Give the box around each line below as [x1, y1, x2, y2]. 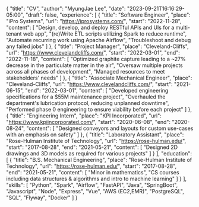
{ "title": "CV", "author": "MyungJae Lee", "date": [6, 5, 126, 12]
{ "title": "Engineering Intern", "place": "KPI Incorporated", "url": [6, 112, 162, 119]
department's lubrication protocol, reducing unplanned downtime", [6, 100, 169, 106]
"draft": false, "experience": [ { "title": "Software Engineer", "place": [26, 11, 191, 18]
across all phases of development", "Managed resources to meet [6, 68, 165, 75]
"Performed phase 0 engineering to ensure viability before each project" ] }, [6, 106, 192, 113]
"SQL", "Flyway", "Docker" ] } [6, 194, 78, 201]
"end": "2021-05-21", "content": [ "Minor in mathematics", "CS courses [6, 169, 179, 176]
